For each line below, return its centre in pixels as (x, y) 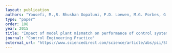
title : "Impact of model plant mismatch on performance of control (79, 33)
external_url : (20, 43)
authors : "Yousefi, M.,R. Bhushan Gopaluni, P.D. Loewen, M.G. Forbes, (83, 15)
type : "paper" (20, 19)
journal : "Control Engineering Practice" (50, 38)
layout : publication (27, 10)
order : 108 (17, 24)
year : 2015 (17, 29)
